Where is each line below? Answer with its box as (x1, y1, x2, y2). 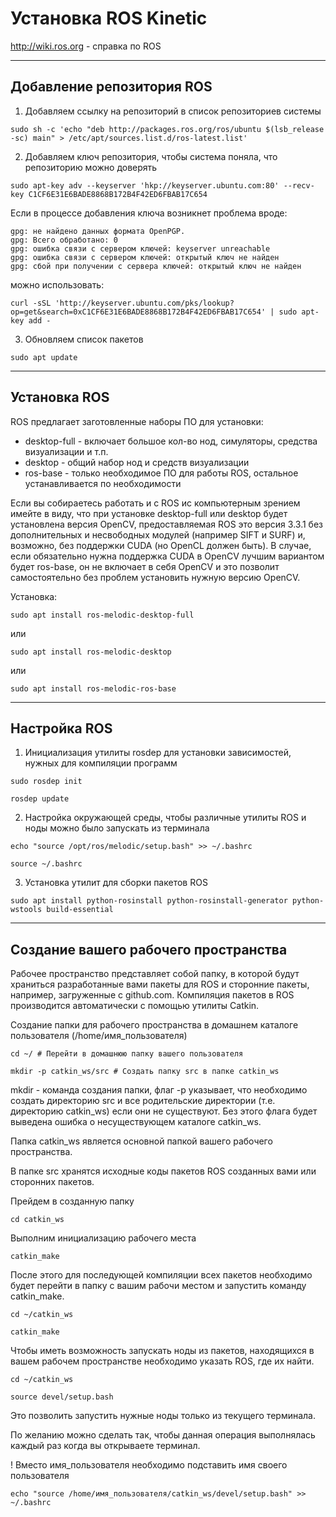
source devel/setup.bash (10, 1392, 114, 1402)
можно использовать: (10, 278, 105, 291)
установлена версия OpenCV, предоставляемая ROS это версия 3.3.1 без (10, 518, 323, 530)
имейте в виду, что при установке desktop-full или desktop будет (10, 507, 288, 519)
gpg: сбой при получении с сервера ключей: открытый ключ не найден (10, 261, 302, 271)
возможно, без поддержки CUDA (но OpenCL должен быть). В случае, (10, 539, 312, 551)
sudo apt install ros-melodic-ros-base (10, 683, 177, 694)
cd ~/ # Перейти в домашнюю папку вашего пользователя (10, 1049, 244, 1059)
